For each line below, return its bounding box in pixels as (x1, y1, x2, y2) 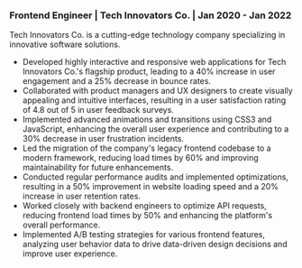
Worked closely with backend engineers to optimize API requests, (22, 200, 268, 211)
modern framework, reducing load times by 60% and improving (22, 152, 259, 163)
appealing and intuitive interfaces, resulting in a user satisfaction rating (22, 95, 287, 106)
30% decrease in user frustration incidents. (22, 134, 185, 144)
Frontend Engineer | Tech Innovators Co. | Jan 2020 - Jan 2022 (9, 9, 292, 22)
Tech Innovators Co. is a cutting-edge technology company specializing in (9, 30, 286, 41)
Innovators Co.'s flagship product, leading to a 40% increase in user (22, 66, 276, 77)
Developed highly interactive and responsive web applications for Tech (22, 57, 287, 68)
